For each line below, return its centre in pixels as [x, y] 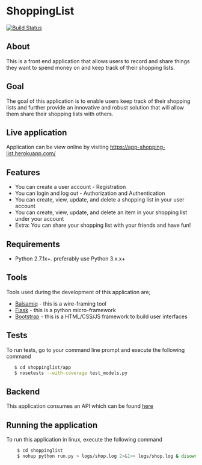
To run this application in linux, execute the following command [84, 439]
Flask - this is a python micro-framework [65, 310]
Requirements [33, 244]
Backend [23, 391]
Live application [37, 133]
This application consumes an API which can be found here [80, 406]
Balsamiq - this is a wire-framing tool [60, 303]
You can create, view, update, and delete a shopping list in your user [99, 200]
